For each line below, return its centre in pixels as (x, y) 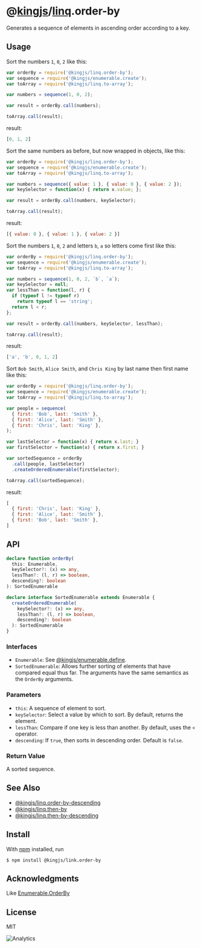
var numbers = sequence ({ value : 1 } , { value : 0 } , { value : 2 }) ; (94, 184)
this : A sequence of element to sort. (61, 708)
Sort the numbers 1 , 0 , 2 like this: (47, 61)
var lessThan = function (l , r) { (48, 290)
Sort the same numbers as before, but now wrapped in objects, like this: (96, 151)
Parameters (24, 695)
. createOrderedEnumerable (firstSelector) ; (66, 469)
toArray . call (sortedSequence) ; (46, 480)
